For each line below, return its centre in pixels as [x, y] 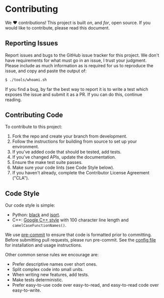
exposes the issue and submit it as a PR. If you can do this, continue [74, 94]
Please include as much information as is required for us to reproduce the [79, 65]
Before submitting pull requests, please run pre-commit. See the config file [81, 240]
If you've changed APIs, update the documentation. [64, 157]
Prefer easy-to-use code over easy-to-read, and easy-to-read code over [85, 285]
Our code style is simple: [30, 205]
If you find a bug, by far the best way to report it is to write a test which [77, 89]
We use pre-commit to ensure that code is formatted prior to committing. [79, 235]
